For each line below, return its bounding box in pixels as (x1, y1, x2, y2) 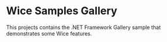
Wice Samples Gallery (6, 4, 118, 18)
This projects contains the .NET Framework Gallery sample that (6, 24, 161, 31)
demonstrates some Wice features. (6, 30, 92, 37)
